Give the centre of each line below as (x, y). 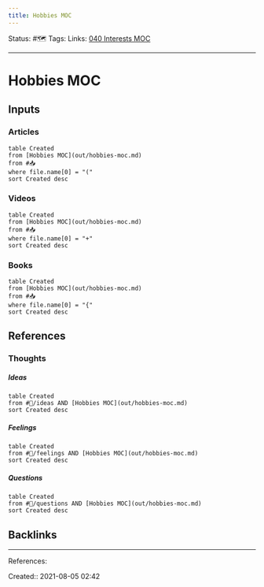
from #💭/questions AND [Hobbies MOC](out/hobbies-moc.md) (105, 504)
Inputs (24, 110)
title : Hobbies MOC (40, 15)
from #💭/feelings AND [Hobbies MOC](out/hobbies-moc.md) (103, 454)
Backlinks (33, 535)
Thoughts (27, 359)
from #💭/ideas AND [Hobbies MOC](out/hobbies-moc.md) (98, 403)
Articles (24, 132)
